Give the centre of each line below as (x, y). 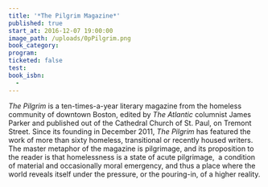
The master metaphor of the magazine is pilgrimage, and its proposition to (131, 148)
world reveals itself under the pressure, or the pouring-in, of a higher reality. (134, 174)
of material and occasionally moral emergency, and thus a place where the (132, 165)
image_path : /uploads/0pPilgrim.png (70, 38)
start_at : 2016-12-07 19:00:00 (61, 30)
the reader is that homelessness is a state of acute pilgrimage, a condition (132, 157)
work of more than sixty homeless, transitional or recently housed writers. (131, 140)
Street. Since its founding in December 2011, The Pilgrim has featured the (130, 131)
